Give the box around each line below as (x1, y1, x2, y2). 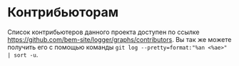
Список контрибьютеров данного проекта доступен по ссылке (7, 28, 200, 36)
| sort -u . (7, 50, 39, 59)
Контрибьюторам (7, 4, 119, 21)
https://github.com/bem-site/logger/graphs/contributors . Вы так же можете (7, 35, 232, 43)
